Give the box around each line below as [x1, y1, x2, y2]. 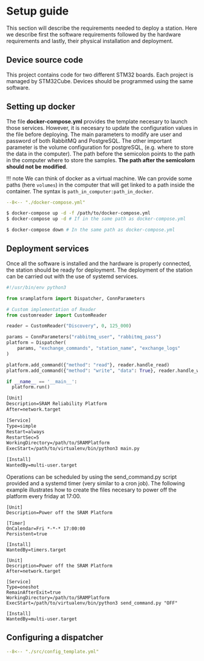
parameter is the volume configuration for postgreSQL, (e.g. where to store [6, 143, 194, 151]
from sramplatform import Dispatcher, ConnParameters [6, 295, 146, 301]
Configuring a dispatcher [6, 632, 104, 643]
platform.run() [12, 384, 50, 390]
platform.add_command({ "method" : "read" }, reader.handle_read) [6, 361, 170, 368]
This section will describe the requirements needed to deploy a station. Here [6, 24, 197, 32]
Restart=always [6, 428, 45, 435]
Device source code [6, 55, 83, 65]
